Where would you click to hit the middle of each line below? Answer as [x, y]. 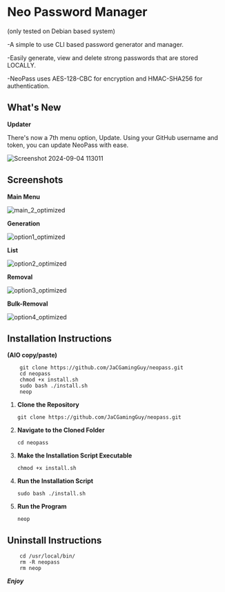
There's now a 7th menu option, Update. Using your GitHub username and [113, 137]
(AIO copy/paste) [32, 355]
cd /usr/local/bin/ [48, 556]
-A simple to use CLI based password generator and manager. [96, 44]
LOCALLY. [22, 65]
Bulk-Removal [28, 304]
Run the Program [42, 506]
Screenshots [35, 180]
